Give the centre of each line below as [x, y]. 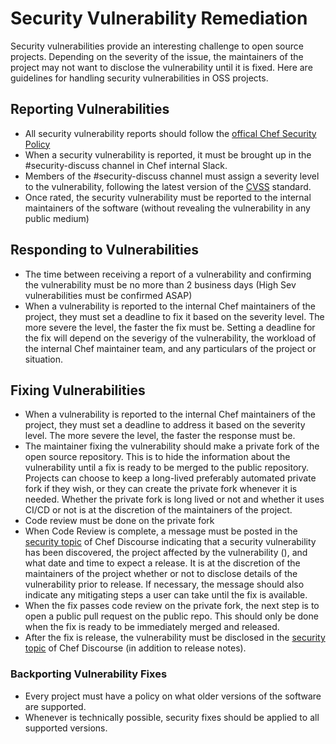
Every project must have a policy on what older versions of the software [173, 696]
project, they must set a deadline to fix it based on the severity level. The [174, 316]
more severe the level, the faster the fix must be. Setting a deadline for [170, 327]
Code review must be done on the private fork [119, 521]
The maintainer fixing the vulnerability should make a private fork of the [172, 446]
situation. [43, 359]
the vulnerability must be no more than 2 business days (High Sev [160, 284]
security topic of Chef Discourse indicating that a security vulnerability [170, 542]
